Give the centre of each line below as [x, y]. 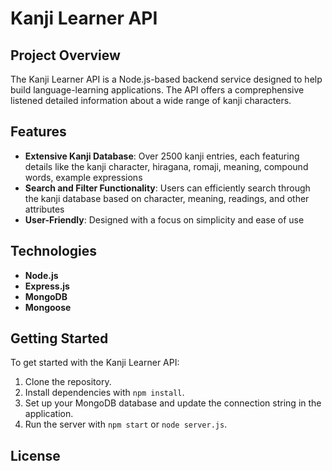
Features [38, 132]
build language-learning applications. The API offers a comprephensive [157, 90]
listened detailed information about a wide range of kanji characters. [151, 100]
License [35, 455]
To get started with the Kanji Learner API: [95, 363]
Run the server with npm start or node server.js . [126, 424]
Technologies [54, 251]
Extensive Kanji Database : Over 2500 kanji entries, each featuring [162, 156]
